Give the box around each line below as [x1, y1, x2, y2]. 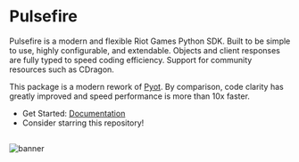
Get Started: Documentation [21, 108, 126, 118]
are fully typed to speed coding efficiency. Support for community [9, 54, 253, 65]
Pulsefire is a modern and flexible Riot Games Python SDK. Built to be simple [9, 36, 291, 46]
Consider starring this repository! [21, 117, 145, 128]
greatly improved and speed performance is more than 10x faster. [9, 91, 250, 101]
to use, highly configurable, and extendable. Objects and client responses [9, 45, 281, 55]
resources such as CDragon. [9, 64, 114, 75]
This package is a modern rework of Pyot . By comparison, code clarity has [9, 81, 284, 92]
